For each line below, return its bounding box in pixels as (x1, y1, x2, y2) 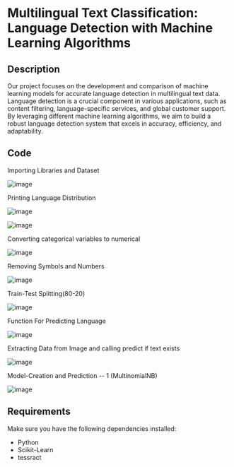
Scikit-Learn (17, 445, 54, 454)
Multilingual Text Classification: (7, 5, 198, 21)
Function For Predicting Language (7, 317, 106, 325)
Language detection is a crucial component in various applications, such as (7, 97, 227, 105)
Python (17, 438, 39, 447)
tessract (17, 453, 42, 461)
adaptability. (7, 127, 44, 135)
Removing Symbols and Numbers (7, 261, 105, 270)
